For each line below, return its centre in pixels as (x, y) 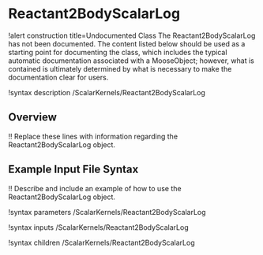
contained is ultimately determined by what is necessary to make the (120, 68)
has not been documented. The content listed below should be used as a (127, 43)
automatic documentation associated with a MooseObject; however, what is (131, 61)
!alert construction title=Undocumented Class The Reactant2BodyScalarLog (132, 35)
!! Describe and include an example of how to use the (95, 188)
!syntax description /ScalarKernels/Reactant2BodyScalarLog (107, 92)
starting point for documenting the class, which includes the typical (118, 52)
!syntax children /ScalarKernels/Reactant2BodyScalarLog (101, 242)
